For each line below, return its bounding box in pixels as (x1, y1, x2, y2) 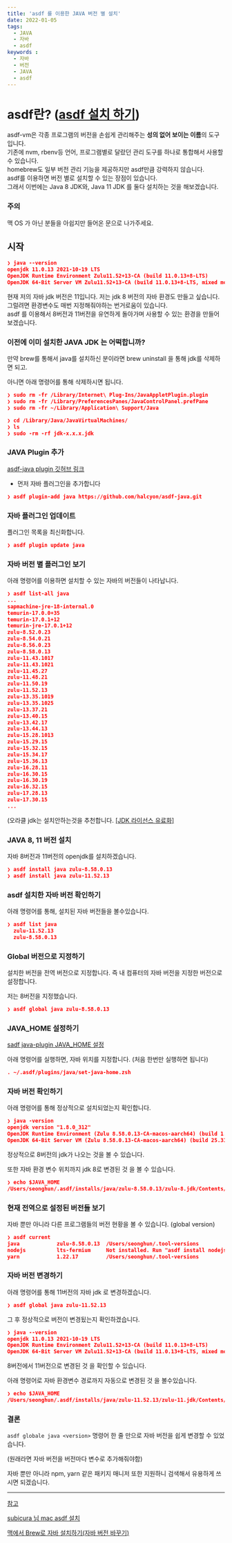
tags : (7, 23, 23, 30)
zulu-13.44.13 (7, 725, 48, 733)
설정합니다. (7, 977, 37, 985)
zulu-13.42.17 (7, 719, 48, 726)
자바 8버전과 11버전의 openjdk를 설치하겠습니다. (7, 853, 137, 861)
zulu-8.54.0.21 (7, 635, 51, 643)
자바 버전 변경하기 (7, 1271, 64, 1281)
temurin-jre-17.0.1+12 (7, 623, 72, 630)
